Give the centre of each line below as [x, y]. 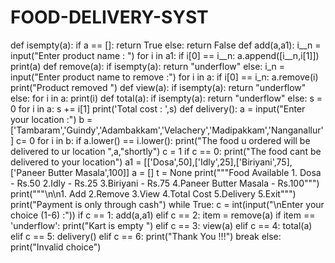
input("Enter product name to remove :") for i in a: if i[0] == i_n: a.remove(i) [164, 77]
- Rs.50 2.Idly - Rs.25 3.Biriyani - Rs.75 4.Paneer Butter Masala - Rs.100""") [165, 183]
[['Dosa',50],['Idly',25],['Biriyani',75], [218, 162]
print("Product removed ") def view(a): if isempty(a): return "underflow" [158, 87]
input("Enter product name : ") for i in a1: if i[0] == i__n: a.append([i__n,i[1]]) [165, 55]
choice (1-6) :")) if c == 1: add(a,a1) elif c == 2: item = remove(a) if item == [163, 215]
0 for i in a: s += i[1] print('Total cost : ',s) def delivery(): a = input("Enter [158, 108]
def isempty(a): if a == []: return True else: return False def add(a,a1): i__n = [166, 45]
